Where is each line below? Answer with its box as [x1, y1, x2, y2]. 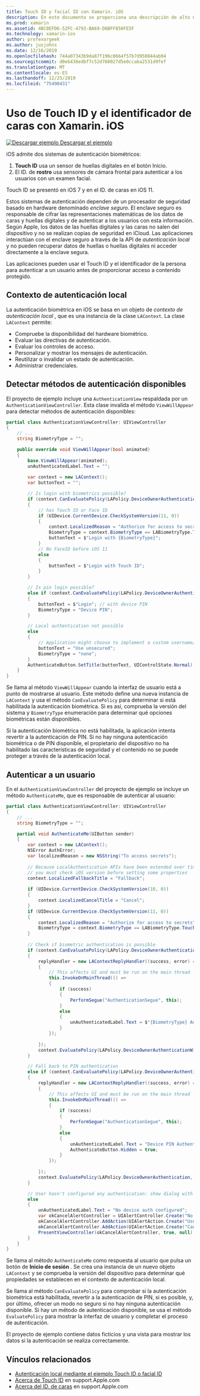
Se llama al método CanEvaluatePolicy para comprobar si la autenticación [6, 1287, 186, 1295]
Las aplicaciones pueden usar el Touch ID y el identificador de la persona [6, 260, 186, 267]
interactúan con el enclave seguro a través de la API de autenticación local [6, 236, 190, 243]
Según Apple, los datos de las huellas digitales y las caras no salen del [6, 223, 180, 230]
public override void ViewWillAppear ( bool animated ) [17, 447, 151, 453]
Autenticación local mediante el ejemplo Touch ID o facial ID [14, 1370, 162, 1378]
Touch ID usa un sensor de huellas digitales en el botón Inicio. [14, 162, 168, 169]
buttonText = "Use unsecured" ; [37, 645, 116, 651]
